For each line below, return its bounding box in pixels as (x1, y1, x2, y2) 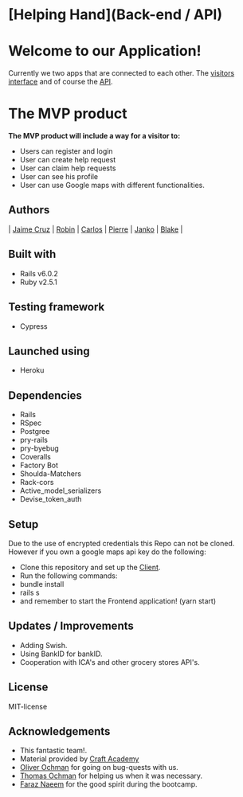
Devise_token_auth (19, 494, 82, 504)
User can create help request (19, 155, 116, 165)
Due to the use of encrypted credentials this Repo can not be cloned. (8, 538, 235, 548)
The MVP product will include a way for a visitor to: (8, 131, 181, 141)
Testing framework (8, 300, 105, 314)
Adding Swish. (19, 640, 68, 650)
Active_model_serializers (19, 486, 102, 495)
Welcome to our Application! (8, 42, 202, 61)
